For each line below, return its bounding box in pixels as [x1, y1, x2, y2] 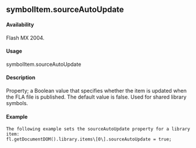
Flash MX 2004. [6, 34, 45, 41]
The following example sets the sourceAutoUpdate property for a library [6, 126, 191, 132]
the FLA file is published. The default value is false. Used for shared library [6, 93, 187, 100]
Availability [6, 21, 34, 28]
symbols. [6, 100, 28, 106]
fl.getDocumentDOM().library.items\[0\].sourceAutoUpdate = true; [6, 136, 172, 143]
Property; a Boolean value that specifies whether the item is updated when [6, 88, 187, 94]
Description [6, 74, 36, 81]
